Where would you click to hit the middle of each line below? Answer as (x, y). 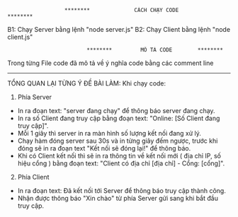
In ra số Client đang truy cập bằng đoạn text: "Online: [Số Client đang (119, 118)
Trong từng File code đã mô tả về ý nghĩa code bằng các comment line (110, 63)
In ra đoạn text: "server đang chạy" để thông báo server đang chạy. (116, 111)
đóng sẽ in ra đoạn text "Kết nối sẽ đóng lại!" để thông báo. (104, 148)
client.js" (20, 37)
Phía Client (33, 177)
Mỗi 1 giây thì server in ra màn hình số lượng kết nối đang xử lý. (109, 133)
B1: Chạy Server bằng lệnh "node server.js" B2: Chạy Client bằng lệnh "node (119, 29)
